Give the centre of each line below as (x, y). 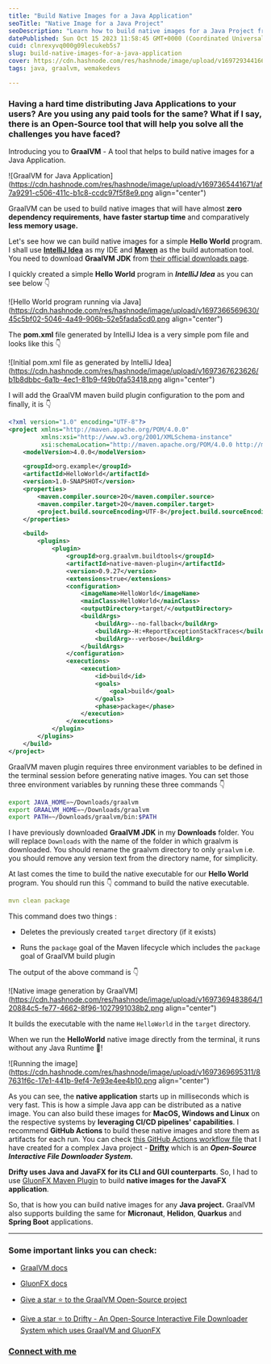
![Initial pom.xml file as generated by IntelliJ (81, 362)
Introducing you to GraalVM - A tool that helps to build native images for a (131, 152)
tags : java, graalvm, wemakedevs (65, 69)
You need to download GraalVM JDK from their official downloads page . (129, 258)
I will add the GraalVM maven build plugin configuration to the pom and (127, 395)
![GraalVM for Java (40, 176)
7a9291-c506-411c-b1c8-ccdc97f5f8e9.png (81, 193)
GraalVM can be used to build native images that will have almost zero (125, 209)
